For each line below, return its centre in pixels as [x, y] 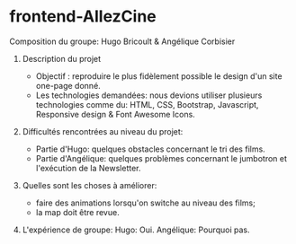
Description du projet [62, 58]
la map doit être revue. [77, 212]
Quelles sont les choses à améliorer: [90, 185]
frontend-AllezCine [83, 17]
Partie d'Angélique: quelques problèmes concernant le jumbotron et [161, 158]
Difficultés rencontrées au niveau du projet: [103, 131]
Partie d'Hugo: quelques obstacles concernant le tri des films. [150, 149]
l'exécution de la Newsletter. [88, 168]
